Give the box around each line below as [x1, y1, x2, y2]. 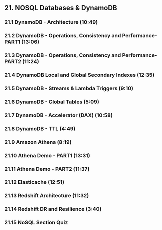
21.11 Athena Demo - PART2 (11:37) [4, 165, 90, 172]
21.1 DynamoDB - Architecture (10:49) [4, 19, 98, 26]
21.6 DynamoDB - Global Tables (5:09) [4, 98, 99, 105]
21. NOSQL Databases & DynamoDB [4, 4, 117, 12]
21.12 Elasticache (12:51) [4, 179, 65, 186]
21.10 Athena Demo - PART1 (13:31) [4, 152, 90, 159]
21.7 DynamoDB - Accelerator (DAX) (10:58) [4, 112, 113, 119]
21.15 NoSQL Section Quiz [4, 219, 68, 226]
